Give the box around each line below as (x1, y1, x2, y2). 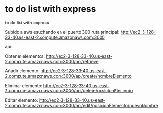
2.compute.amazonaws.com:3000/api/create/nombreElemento (5, 73, 132, 79)
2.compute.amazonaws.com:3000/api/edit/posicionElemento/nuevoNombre (5, 102, 158, 108)
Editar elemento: (5, 97, 38, 103)
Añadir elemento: (5, 68, 40, 74)
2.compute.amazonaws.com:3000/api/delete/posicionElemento (5, 88, 133, 93)
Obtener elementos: (5, 53, 45, 59)
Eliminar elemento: (5, 82, 42, 89)
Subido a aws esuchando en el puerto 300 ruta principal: (5, 29, 120, 35)
